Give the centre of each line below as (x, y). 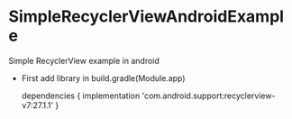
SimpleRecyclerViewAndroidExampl (146, 17)
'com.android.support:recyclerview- (209, 96)
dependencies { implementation (81, 96)
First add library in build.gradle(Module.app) (103, 78)
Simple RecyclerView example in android (84, 60)
